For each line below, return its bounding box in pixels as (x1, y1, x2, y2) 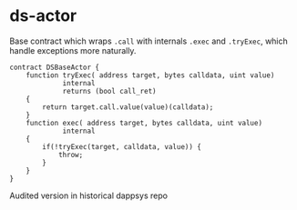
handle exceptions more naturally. (9, 45, 137, 55)
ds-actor (9, 5, 77, 26)
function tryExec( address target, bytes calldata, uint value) (26, 70, 275, 80)
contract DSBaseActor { (9, 63, 100, 72)
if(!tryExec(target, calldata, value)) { (42, 142, 202, 151)
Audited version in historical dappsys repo (9, 190, 169, 201)
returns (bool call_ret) (62, 86, 157, 95)
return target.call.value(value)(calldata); (42, 102, 214, 112)
